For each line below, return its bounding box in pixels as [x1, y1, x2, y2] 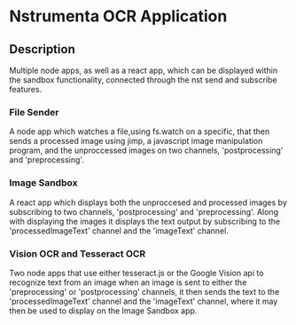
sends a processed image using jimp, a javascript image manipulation [9, 136, 263, 147]
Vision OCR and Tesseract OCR [9, 247, 146, 259]
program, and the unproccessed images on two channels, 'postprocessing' [9, 145, 284, 156]
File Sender [9, 106, 59, 118]
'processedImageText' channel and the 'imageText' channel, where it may [9, 296, 278, 306]
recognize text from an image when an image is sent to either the [9, 277, 247, 288]
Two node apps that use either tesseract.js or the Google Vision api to [9, 267, 264, 278]
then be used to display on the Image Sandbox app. [9, 305, 198, 316]
